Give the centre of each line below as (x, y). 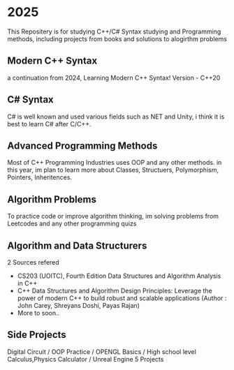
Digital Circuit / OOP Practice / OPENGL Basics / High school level (102, 351)
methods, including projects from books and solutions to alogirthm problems (117, 38)
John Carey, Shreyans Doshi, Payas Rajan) (78, 305)
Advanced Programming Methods (82, 146)
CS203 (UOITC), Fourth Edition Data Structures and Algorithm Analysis (119, 276)
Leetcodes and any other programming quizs (72, 223)
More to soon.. (38, 313)
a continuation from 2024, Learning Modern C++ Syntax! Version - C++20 (114, 77)
